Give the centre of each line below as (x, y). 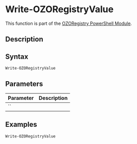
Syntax (17, 57)
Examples (21, 124)
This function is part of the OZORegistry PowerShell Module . (69, 23)
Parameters (24, 84)
